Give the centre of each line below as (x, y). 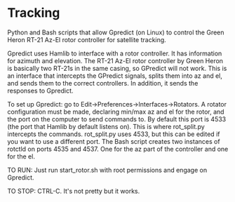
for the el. (21, 156)
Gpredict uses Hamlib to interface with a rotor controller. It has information (115, 53)
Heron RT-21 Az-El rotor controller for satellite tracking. (87, 39)
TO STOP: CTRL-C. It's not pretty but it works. (74, 191)
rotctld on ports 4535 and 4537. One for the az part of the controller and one (118, 149)
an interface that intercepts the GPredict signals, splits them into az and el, (115, 76)
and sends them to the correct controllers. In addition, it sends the (103, 83)
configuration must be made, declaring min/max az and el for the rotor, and (116, 112)
